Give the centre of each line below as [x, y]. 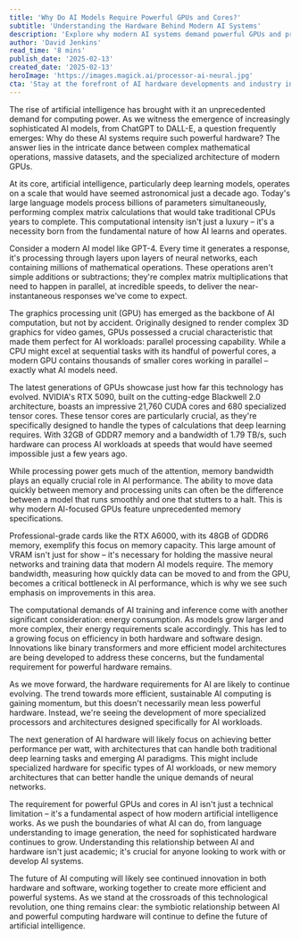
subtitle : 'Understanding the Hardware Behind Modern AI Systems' [135, 26]
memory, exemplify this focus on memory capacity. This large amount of [143, 545]
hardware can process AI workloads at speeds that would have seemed [141, 444]
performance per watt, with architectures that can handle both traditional [143, 749]
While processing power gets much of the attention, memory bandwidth [142, 470]
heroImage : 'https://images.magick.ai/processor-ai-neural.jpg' [131, 76]
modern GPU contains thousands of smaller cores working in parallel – [139, 360]
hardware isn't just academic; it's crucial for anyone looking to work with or [148, 851]
